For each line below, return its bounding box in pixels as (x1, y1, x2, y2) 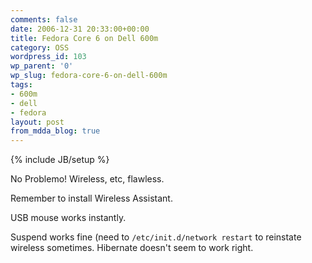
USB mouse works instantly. (10, 212, 127, 224)
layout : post (10, 117, 65, 127)
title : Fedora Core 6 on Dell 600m (10, 33, 159, 43)
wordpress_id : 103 (10, 52, 87, 62)
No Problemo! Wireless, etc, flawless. (10, 173, 165, 185)
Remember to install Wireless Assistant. (10, 192, 173, 205)
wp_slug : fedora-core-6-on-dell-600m (10, 71, 168, 81)
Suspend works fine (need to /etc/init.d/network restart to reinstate (10, 231, 302, 243)
